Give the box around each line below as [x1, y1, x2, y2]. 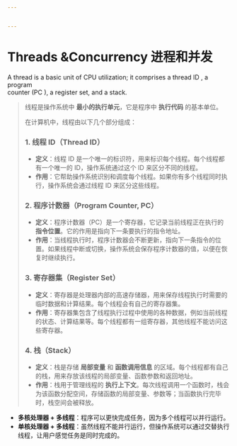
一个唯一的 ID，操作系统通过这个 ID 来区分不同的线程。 [41, 163, 202, 172]
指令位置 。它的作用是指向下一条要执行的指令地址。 [35, 227, 185, 235]
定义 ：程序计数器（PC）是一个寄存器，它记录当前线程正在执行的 [35, 218, 224, 227]
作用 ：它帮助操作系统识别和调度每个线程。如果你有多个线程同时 [35, 172, 221, 181]
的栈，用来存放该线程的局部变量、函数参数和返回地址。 [35, 372, 197, 380]
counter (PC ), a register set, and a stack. [7, 88, 127, 96]
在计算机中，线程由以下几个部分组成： [24, 118, 137, 126]
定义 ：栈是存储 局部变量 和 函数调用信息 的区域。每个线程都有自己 [35, 362, 229, 371]
